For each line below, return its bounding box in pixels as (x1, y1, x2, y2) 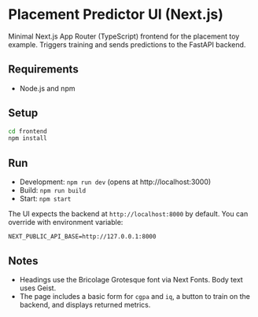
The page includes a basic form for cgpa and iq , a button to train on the (19, 291, 250, 300)
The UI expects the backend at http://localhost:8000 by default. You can (8, 209, 249, 219)
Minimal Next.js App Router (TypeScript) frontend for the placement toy (8, 31, 240, 41)
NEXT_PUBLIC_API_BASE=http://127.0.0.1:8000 (8, 233, 157, 241)
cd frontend (8, 127, 47, 135)
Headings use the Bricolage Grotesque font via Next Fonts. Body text (19, 275, 244, 284)
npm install (8, 135, 47, 142)
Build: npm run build (19, 186, 87, 195)
